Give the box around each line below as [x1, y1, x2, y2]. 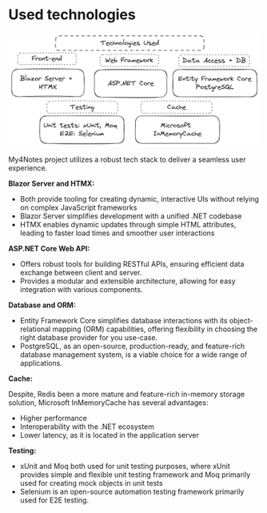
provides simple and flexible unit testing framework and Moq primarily [19, 470, 251, 479]
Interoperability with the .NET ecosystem [19, 422, 154, 431]
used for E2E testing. [19, 495, 90, 505]
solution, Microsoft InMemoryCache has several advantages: [8, 398, 209, 407]
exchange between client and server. [19, 268, 142, 278]
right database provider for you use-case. [19, 333, 158, 343]
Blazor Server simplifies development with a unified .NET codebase [19, 211, 242, 221]
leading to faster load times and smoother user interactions [19, 228, 215, 238]
